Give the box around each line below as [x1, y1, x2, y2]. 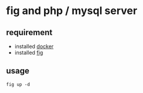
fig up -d [6, 81, 31, 87]
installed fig [14, 49, 43, 56]
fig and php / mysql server [6, 4, 138, 18]
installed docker [14, 43, 54, 50]
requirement [6, 27, 53, 37]
